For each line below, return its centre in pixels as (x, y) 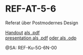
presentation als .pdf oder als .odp (41, 38)
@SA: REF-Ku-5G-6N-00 (31, 47)
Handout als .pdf (23, 32)
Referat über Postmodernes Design (42, 23)
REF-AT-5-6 (31, 9)
